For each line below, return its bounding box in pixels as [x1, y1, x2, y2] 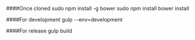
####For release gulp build [6, 27, 72, 34]
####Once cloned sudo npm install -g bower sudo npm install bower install [6, 5, 189, 12]
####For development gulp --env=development [6, 16, 123, 23]
